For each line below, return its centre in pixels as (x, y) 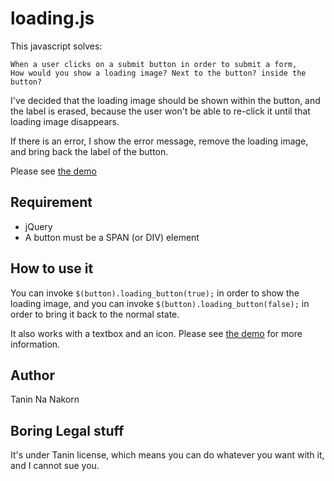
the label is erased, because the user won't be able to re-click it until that (160, 111)
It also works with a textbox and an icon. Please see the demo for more (156, 333)
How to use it (52, 268)
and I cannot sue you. (55, 466)
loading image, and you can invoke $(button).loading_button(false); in (160, 303)
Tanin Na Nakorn (45, 399)
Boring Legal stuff (67, 430)
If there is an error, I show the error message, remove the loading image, (159, 141)
